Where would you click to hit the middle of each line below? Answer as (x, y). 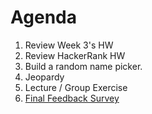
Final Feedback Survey (72, 98)
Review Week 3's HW (69, 45)
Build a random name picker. (83, 66)
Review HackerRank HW (75, 55)
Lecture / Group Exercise (76, 87)
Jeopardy (44, 77)
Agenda (43, 17)
